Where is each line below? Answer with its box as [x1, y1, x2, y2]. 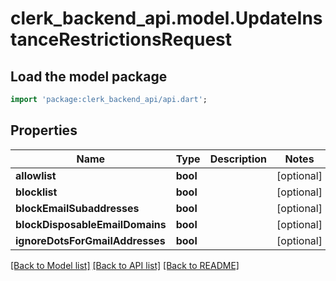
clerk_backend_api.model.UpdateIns [10, 7, 323, 30]
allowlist [15, 168, 57, 182]
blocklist [15, 185, 58, 199]
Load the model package [10, 68, 168, 85]
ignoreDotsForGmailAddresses [15, 233, 166, 247]
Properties [10, 122, 78, 139]
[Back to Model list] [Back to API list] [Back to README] [10, 259, 240, 271]
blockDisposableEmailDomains [15, 217, 167, 231]
